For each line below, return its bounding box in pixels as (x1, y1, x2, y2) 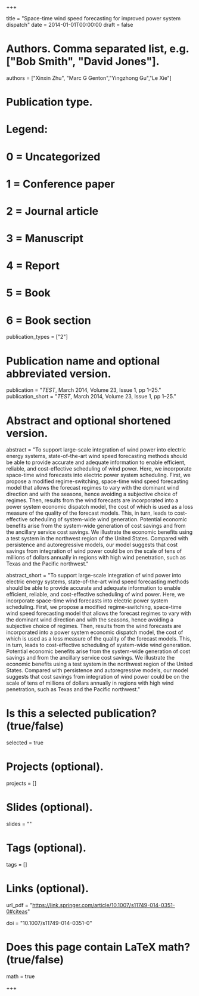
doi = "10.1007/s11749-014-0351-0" (6, 919, 92, 926)
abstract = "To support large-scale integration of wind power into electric (6, 446, 186, 453)
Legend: (6, 123, 48, 136)
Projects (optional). (6, 760, 104, 774)
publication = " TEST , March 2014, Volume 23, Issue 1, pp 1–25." (6, 386, 161, 394)
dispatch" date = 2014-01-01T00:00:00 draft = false (6, 21, 133, 28)
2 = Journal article (6, 204, 99, 218)
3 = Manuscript (6, 232, 83, 245)
